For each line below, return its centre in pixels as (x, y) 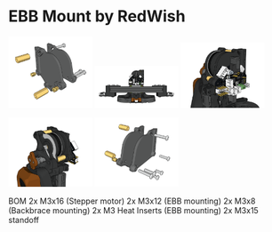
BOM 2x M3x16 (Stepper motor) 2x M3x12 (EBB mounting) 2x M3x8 (132, 201)
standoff (24, 220)
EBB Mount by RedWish (97, 16)
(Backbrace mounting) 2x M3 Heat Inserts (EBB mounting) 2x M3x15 (133, 210)
